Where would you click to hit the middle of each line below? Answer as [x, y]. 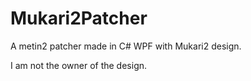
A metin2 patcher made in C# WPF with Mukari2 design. [126, 46]
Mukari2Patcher [79, 18]
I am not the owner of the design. [79, 65]
